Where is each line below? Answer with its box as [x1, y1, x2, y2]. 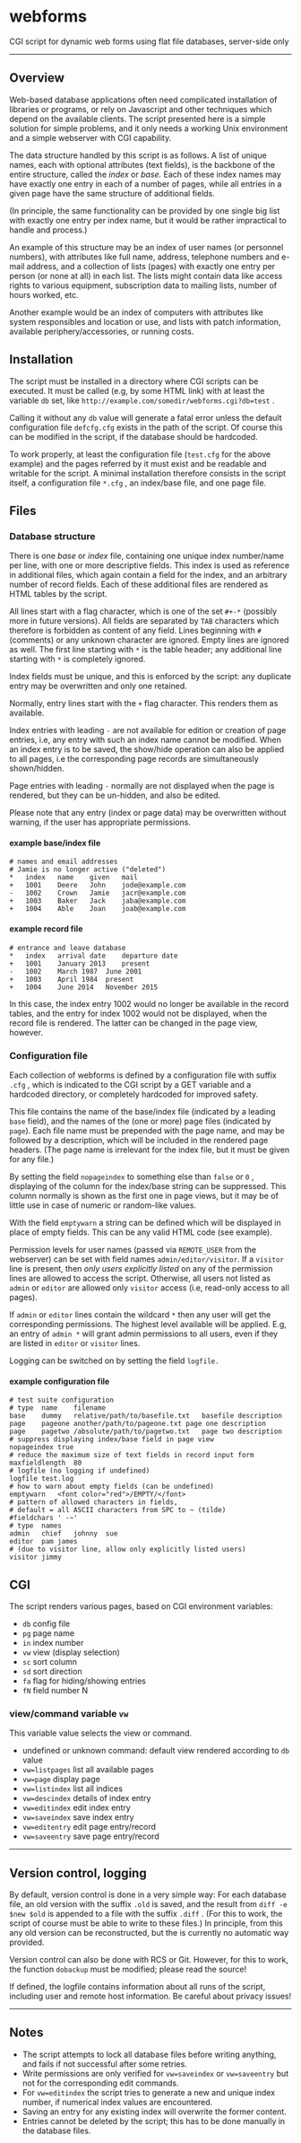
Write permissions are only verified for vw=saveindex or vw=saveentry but [21, 2068, 289, 2078]
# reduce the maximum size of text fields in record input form [9, 1451, 254, 1460]
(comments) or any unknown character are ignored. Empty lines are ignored [9, 634, 289, 645]
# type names [9, 1521, 63, 1531]
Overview [9, 70, 65, 86]
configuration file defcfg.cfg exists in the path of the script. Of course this [9, 422, 284, 433]
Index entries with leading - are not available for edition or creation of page [9, 725, 287, 736]
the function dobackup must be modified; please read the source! [9, 1964, 247, 1975]
